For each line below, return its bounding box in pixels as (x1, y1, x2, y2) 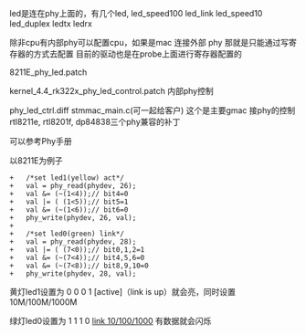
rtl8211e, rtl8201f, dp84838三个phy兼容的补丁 (9, 117, 181, 127)
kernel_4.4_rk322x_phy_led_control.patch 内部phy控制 (9, 86, 214, 96)
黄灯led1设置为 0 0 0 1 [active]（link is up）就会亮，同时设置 (9, 287, 236, 297)
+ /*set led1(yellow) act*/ (9, 173, 125, 183)
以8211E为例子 (9, 155, 64, 166)
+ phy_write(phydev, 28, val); (9, 269, 137, 278)
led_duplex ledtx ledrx (9, 18, 93, 29)
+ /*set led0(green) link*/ (9, 229, 125, 238)
